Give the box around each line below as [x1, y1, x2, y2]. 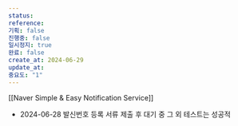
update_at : [8, 64, 45, 72]
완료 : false [8, 49, 46, 57]
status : [8, 11, 34, 20]
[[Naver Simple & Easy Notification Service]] [8, 93, 154, 102]
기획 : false [8, 26, 46, 34]
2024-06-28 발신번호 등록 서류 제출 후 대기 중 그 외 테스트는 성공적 [19, 109, 232, 119]
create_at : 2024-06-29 [8, 57, 84, 65]
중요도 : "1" [8, 71, 43, 79]
